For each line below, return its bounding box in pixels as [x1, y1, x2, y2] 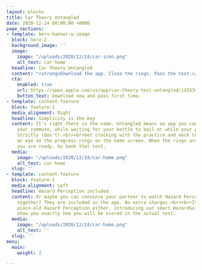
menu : [6, 239, 20, 245]
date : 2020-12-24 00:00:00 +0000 [6, 20, 90, 26]
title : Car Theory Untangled [6, 14, 79, 20]
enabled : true [17, 82, 52, 88]
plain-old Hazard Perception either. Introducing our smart [17, 205, 171, 211]
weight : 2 [17, 250, 42, 256]
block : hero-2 [11, 37, 47, 43]
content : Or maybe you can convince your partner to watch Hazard [11, 193, 182, 199]
